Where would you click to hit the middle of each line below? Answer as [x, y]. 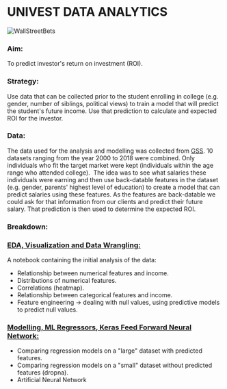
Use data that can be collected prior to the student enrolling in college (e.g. [113, 96]
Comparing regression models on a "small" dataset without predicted [115, 365]
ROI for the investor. [35, 118]
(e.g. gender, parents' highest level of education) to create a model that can [113, 187]
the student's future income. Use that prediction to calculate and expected [112, 111]
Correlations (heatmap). [51, 288]
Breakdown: [28, 227]
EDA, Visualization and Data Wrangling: [74, 245]
